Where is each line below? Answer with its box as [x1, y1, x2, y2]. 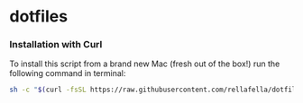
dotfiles [9, 6, 69, 27]
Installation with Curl [9, 39, 103, 51]
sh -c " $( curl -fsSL [9, 85, 87, 95]
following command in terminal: [9, 68, 126, 79]
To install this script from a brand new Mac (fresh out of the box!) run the [9, 58, 280, 69]
